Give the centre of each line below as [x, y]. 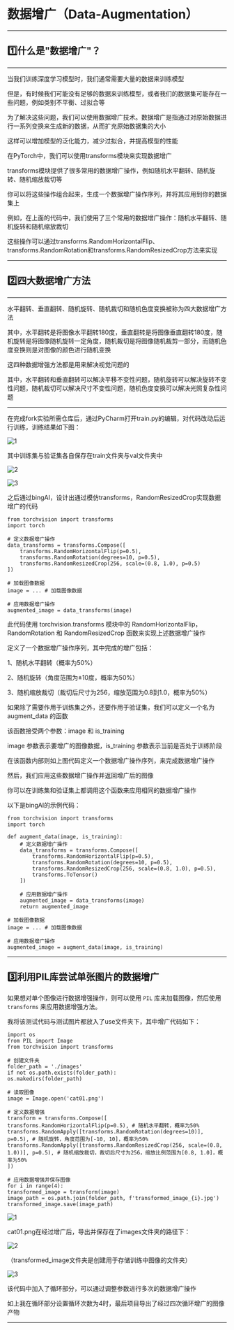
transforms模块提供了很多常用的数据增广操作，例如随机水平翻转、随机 [108, 170]
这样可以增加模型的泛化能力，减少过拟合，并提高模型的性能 [93, 141]
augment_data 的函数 [38, 716]
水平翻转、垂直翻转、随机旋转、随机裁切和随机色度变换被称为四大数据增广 [114, 308]
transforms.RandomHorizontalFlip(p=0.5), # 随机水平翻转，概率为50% [103, 1126]
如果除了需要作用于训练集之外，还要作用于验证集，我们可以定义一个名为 [111, 707]
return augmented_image [54, 906]
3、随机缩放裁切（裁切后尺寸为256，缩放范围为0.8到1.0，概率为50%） [109, 692]
